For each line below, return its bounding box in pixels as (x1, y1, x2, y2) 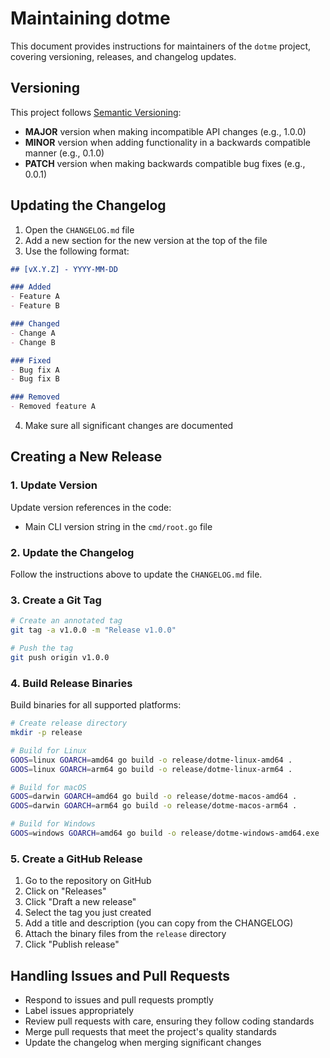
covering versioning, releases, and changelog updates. (10, 50, 237, 62)
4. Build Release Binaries (10, 676, 133, 690)
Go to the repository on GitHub (24, 875, 152, 887)
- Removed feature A (10, 402, 97, 412)
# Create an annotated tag (10, 616, 123, 626)
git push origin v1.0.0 (10, 652, 110, 662)
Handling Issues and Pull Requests (10, 967, 231, 984)
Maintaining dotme (10, 7, 171, 30)
